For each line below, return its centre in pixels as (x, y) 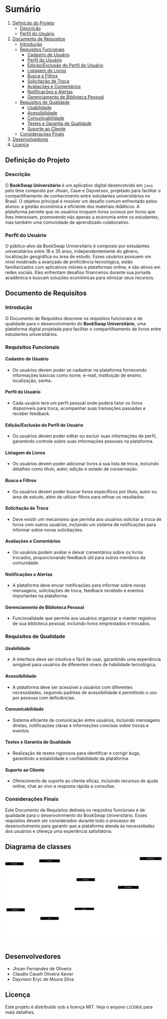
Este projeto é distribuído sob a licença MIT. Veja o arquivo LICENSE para (79, 1007)
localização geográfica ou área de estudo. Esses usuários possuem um (78, 256)
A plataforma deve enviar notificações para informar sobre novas (79, 585)
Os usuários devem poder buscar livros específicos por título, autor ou (84, 492)
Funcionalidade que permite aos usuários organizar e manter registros (84, 618)
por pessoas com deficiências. (44, 698)
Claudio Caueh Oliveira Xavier (43, 974)
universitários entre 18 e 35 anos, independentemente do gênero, (72, 251)
